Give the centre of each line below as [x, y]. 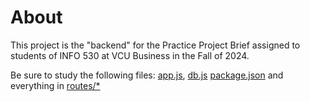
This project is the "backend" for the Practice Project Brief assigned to [155, 45]
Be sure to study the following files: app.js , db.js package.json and [147, 75]
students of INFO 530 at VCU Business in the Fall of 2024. [130, 55]
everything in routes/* [55, 85]
